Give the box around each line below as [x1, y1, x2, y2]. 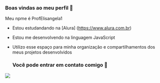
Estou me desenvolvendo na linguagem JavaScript [12, 34, 115, 41]
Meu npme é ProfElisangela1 [5, 16, 63, 22]
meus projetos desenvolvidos [12, 49, 72, 55]
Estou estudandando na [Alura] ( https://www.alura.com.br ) [12, 25, 132, 31]
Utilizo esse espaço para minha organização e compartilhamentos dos [12, 44, 155, 50]
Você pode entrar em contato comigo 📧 [12, 61, 108, 68]
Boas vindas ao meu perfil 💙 [5, 4, 73, 11]
